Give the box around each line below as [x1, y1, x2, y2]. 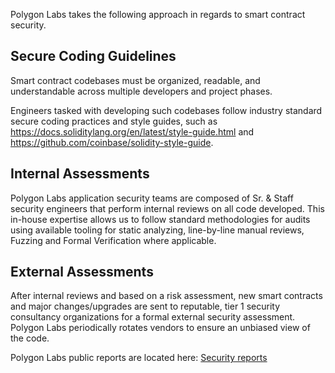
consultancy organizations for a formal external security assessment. [10, 311, 296, 323]
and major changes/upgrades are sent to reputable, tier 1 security [10, 300, 281, 313]
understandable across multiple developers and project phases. [10, 85, 273, 97]
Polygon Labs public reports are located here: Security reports [10, 352, 268, 364]
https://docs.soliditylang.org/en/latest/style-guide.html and [10, 125, 255, 138]
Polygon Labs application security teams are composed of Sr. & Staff [10, 192, 294, 204]
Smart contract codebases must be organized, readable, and [10, 74, 261, 86]
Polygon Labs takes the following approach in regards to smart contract [10, 9, 306, 20]
